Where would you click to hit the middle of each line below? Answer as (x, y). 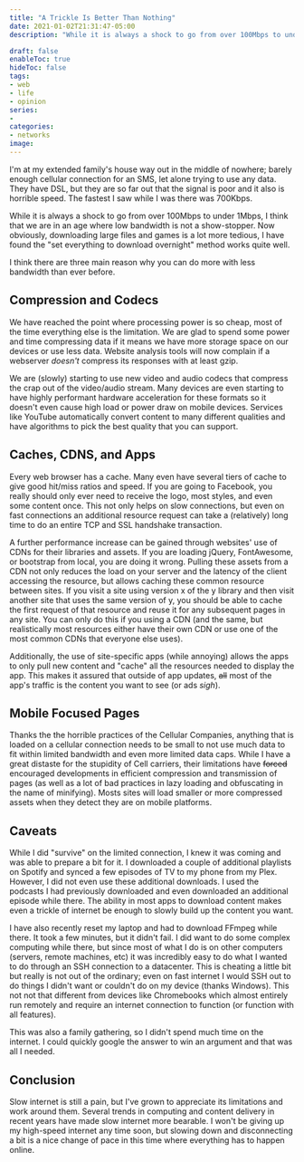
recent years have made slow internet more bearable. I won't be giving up (147, 1120)
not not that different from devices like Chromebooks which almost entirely (149, 995)
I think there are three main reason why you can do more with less (133, 262)
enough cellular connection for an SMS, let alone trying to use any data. (143, 178)
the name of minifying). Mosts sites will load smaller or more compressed (146, 792)
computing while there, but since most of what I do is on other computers (146, 947)
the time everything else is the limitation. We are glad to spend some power (150, 331)
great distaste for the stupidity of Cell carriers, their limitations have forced (148, 764)
